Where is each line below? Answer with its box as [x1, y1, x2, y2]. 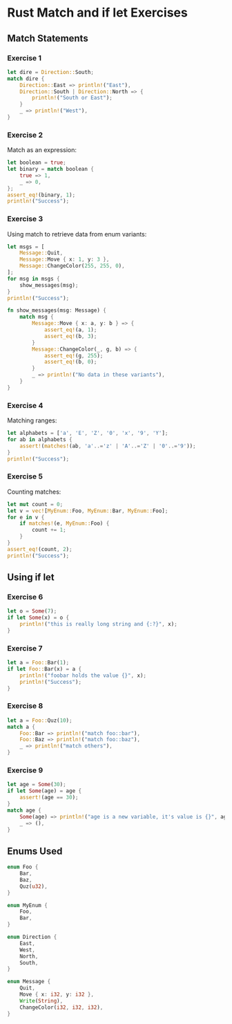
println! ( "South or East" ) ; [32, 95, 113, 102]
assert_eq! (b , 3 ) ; [43, 333, 97, 339]
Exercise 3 [7, 214, 43, 224]
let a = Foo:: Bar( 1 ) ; [7, 659, 70, 667]
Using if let [7, 572, 55, 584]
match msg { [19, 313, 54, 321]
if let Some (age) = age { [7, 788, 81, 794]
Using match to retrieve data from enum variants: [7, 230, 147, 238]
